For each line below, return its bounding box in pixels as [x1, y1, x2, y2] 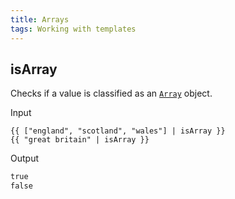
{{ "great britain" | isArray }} [10, 135, 150, 145]
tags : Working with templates [10, 24, 137, 34]
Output [10, 152, 39, 165]
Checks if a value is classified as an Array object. [10, 87, 213, 100]
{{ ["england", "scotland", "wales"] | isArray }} [10, 126, 226, 136]
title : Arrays [10, 14, 70, 25]
